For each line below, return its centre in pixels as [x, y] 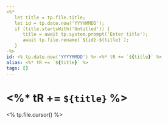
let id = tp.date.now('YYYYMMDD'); [59, 23]
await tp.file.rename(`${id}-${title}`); [76, 40]
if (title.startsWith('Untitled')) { [62, 29]
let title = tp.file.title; [50, 18]
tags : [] [17, 68]
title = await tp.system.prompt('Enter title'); [85, 34]
